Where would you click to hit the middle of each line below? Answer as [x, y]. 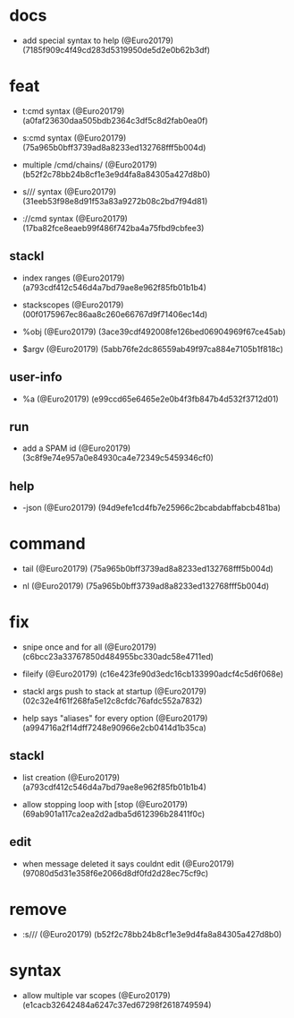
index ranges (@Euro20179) [73, 278]
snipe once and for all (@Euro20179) [89, 647]
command [48, 544]
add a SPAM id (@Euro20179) [76, 448]
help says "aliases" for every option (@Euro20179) [115, 718]
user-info [36, 377]
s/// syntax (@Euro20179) [69, 191]
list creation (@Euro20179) [71, 777]
